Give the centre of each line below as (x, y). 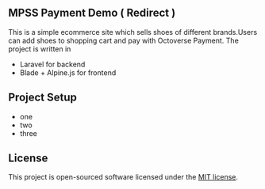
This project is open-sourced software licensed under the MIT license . (123, 177)
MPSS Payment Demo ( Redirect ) (92, 13)
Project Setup (43, 98)
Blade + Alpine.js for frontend (68, 72)
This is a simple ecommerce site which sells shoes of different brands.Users (133, 32)
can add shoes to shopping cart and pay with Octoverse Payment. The (124, 40)
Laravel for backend (52, 64)
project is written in (40, 49)
